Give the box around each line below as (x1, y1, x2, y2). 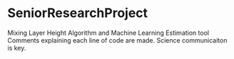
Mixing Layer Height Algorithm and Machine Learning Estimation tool (7, 28, 209, 37)
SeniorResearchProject (7, 5, 148, 21)
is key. (7, 43, 26, 52)
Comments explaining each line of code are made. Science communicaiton (7, 36, 228, 44)
